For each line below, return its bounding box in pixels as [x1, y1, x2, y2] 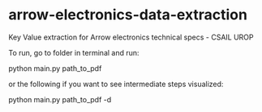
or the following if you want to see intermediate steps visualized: [8, 79, 224, 89]
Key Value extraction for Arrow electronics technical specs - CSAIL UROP [8, 32, 254, 42]
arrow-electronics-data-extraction [8, 6, 247, 24]
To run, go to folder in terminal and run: [8, 48, 140, 57]
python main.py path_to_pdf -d [8, 94, 112, 104]
